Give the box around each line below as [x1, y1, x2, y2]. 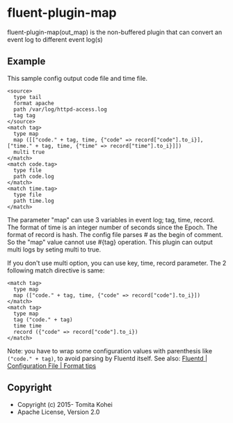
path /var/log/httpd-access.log [13, 106, 108, 113]
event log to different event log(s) [7, 35, 103, 43]
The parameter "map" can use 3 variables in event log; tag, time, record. [7, 215, 215, 224]
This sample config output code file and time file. [7, 74, 148, 82]
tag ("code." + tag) [13, 316, 73, 323]
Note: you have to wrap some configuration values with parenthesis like [7, 346, 213, 355]
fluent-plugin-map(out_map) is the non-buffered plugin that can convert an [7, 28, 223, 36]
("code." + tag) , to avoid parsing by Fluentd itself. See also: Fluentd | [7, 354, 207, 362]
